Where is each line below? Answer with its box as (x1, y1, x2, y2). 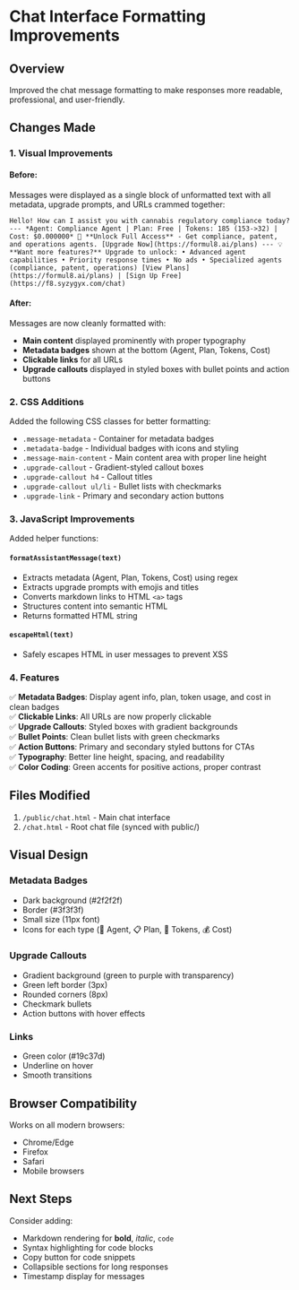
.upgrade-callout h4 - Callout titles (21, 472, 153, 482)
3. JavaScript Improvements (9, 513, 135, 525)
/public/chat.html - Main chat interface (21, 811, 171, 822)
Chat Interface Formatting (9, 6, 206, 27)
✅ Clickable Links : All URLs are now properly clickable (9, 711, 212, 723)
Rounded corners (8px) (21, 989, 109, 1000)
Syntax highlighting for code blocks (21, 1242, 154, 1252)
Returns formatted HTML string (21, 610, 138, 620)
